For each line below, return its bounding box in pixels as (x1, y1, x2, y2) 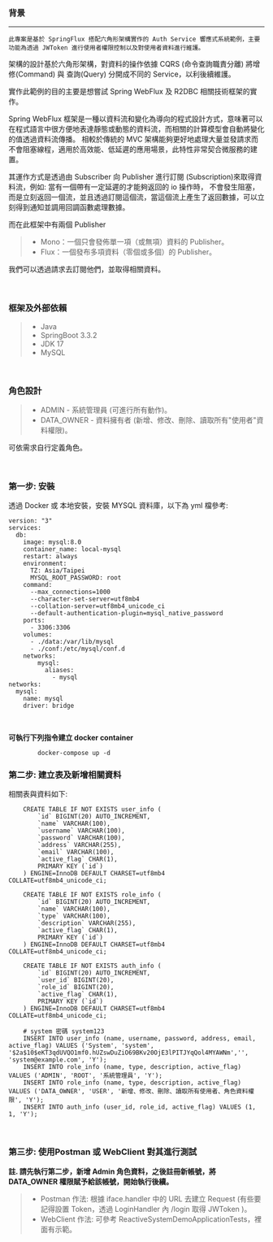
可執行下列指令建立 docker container (8, 733, 134, 743)
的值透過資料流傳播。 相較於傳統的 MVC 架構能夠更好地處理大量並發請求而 (8, 134, 258, 144)
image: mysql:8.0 (23, 538, 82, 546)
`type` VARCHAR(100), (37, 912, 111, 920)
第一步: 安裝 (8, 480, 55, 492)
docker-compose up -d (37, 749, 111, 758)
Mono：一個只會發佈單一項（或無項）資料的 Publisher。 (40, 237, 229, 247)
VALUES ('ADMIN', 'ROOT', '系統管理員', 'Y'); (8, 1071, 162, 1080)
